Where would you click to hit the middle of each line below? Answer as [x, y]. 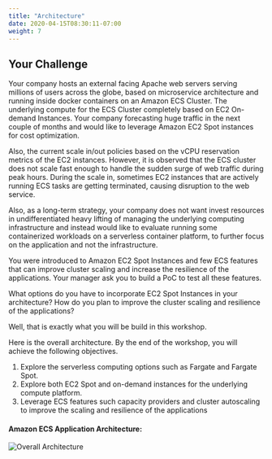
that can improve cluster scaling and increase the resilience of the [119, 269]
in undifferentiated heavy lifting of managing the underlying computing [127, 219]
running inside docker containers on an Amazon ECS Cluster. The [118, 101]
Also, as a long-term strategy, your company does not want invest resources [136, 210]
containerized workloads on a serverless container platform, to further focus [136, 236]
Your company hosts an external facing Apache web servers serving [123, 84]
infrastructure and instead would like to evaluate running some [113, 228]
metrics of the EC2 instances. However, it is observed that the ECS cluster [132, 160]
